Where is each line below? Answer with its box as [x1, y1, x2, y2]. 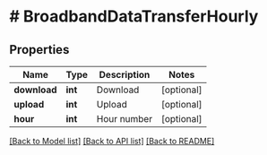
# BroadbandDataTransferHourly [9, 6, 259, 27]
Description [99, 69, 151, 81]
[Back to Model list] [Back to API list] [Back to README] [9, 136, 215, 146]
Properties [9, 42, 70, 57]
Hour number [96, 113, 153, 125]
